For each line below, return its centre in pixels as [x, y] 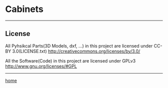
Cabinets [24, 9]
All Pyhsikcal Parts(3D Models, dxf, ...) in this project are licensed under [79, 45]
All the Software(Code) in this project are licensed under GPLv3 [70, 60]
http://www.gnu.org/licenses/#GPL [41, 66]
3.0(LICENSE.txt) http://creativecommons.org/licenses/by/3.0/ [76, 51]
